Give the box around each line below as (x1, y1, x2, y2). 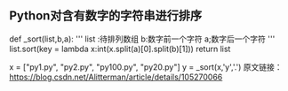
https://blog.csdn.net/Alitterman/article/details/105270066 (9, 72, 223, 82)
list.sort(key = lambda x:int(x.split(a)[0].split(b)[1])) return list (9, 43, 231, 54)
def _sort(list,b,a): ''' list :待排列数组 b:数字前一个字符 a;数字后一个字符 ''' (9, 34, 276, 44)
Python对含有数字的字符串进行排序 (9, 8, 203, 24)
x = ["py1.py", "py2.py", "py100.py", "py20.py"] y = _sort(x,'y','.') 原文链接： (9, 61, 283, 72)
